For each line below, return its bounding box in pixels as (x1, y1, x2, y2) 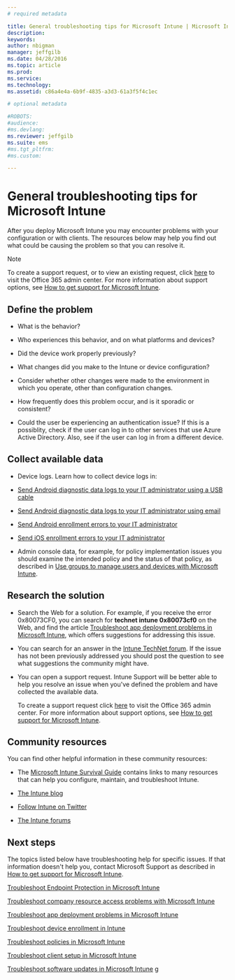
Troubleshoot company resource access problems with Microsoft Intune (7, 897, 215, 906)
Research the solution (7, 590, 105, 602)
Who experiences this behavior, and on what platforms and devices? (17, 336, 215, 343)
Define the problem (7, 304, 93, 315)
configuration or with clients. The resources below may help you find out (7, 234, 217, 242)
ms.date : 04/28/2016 (7, 55, 68, 63)
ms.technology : (7, 81, 52, 88)
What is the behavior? (17, 322, 80, 330)
